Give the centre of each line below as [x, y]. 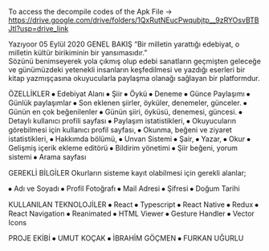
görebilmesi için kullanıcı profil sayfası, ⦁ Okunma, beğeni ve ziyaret [120, 130]
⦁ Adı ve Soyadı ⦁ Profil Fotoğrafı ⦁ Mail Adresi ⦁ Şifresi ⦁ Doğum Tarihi [124, 188]
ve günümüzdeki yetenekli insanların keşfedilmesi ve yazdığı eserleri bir [127, 70]
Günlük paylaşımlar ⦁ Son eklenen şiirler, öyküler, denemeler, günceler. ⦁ [128, 103]
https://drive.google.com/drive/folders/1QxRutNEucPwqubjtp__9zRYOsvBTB [134, 20]
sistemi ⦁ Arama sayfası [47, 157]
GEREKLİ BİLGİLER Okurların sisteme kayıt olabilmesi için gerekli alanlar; [127, 173]
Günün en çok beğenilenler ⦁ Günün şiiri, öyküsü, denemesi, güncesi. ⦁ [126, 112]
